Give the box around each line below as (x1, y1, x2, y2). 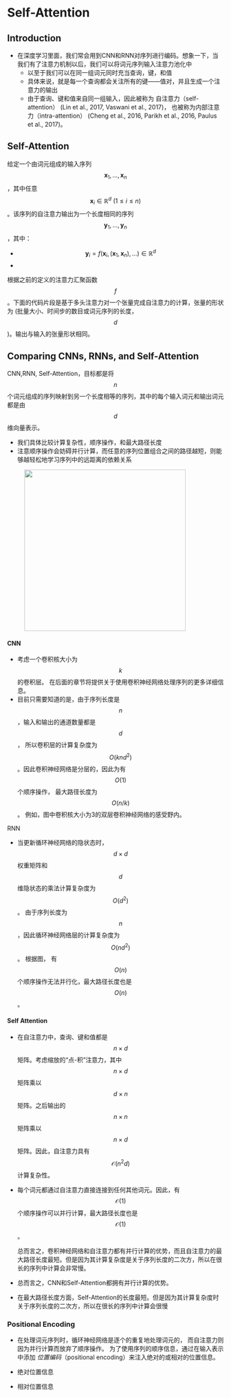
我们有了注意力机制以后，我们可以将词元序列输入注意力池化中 (16, 60, 192, 68)
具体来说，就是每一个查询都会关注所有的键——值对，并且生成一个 (27, 77, 214, 85)
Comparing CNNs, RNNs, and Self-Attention (7, 350, 199, 362)
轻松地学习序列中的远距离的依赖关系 (29, 456, 132, 464)
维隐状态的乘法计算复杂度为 (16, 883, 96, 892)
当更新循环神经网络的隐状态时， (16, 838, 108, 846)
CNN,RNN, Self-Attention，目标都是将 (7, 370, 115, 378)
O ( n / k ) (111, 799, 130, 807)
